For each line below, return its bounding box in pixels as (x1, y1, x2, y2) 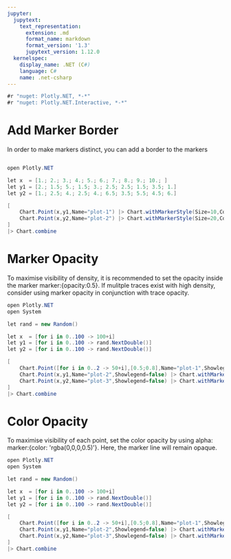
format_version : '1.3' (25, 42, 91, 49)
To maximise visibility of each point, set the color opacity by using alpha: (7, 436, 213, 445)
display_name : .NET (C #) (19, 61, 91, 68)
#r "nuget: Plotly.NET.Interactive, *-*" (7, 99, 128, 107)
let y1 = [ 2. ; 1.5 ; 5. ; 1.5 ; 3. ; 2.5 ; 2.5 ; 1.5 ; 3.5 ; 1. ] (7, 183, 177, 190)
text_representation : (19, 23, 81, 30)
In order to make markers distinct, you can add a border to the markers (7, 145, 208, 154)
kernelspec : (13, 55, 48, 62)
